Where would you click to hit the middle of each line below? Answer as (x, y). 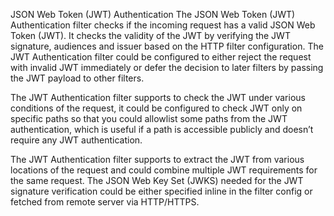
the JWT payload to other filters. (77, 78)
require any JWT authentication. (76, 140)
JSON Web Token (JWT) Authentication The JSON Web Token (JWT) (153, 14)
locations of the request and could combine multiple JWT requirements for (164, 170)
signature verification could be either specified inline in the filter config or (161, 191)
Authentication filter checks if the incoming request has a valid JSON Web (163, 25)
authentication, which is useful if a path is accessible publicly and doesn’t (162, 129)
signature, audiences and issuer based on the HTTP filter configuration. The (167, 46)
